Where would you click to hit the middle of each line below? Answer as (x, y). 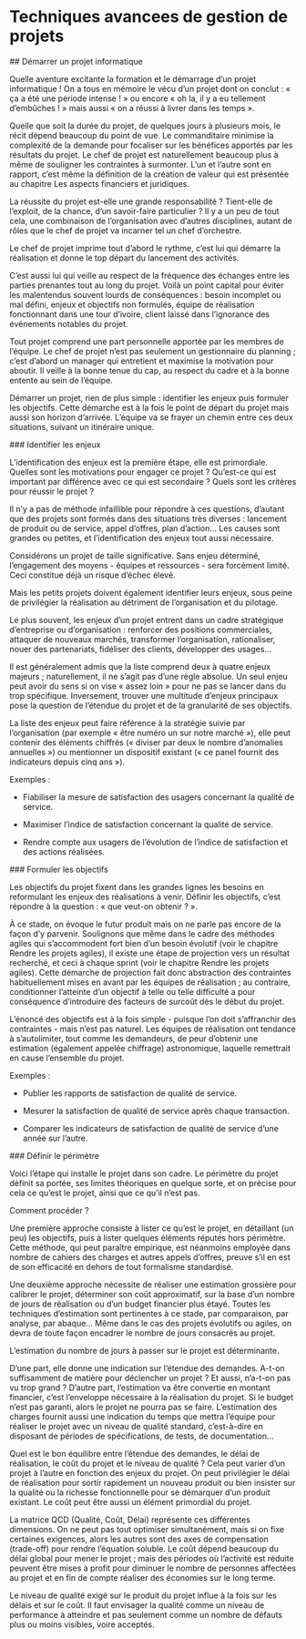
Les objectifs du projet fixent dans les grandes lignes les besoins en (137, 886)
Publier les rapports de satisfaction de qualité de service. (130, 1093)
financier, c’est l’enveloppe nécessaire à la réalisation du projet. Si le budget (152, 1397)
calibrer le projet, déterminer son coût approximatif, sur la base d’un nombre (153, 1294)
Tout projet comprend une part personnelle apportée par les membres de (147, 341)
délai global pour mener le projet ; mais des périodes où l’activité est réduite (152, 1558)
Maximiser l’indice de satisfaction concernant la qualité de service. (148, 824)
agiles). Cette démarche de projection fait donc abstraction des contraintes (150, 972)
